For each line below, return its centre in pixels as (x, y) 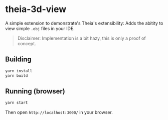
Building (18, 59)
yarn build (17, 76)
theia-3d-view (36, 9)
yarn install (19, 71)
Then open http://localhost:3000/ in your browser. (59, 112)
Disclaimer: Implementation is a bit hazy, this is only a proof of (82, 38)
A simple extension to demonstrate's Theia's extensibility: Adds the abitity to (84, 23)
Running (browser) (35, 91)
